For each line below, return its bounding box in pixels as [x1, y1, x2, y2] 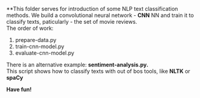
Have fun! [6, 86, 32, 93]
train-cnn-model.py [15, 43, 65, 50]
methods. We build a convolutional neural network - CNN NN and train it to [6, 12, 194, 19]
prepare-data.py [15, 37, 57, 43]
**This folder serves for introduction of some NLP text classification [6, 5, 179, 12]
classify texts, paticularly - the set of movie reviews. [6, 18, 137, 25]
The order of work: [6, 24, 54, 32]
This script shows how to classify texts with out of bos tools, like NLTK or [6, 68, 191, 75]
